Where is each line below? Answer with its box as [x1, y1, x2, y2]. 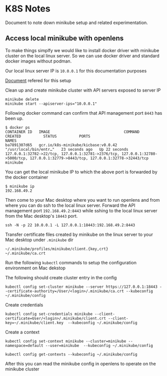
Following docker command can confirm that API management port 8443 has [5, 110, 162, 116]
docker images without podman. [5, 58, 72, 64]
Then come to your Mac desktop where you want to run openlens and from [5, 197, 160, 203]
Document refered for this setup [5, 77, 71, 83]
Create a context [5, 329, 40, 335]
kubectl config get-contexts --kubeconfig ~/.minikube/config [5, 351, 137, 357]
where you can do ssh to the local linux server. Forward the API [5, 202, 135, 208]
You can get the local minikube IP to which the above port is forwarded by [5, 169, 157, 175]
